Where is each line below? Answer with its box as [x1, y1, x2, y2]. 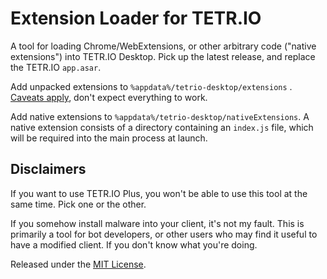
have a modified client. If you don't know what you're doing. [10, 238, 258, 251]
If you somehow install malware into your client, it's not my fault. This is [10, 217, 305, 229]
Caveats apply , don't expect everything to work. [10, 91, 208, 103]
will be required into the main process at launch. [10, 132, 208, 144]
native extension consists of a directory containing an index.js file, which [10, 121, 314, 133]
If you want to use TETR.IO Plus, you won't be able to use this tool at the [10, 187, 308, 199]
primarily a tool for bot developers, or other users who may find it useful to [10, 228, 318, 240]
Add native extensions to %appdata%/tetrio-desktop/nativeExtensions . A [10, 110, 310, 122]
